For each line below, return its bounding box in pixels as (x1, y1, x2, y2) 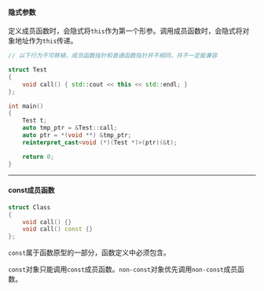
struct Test (8, 66, 47, 74)
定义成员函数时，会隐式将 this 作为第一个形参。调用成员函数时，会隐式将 (8, 26, 243, 35)
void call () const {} (22, 225, 93, 234)
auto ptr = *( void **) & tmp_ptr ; (22, 131, 132, 139)
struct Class (8, 203, 51, 212)
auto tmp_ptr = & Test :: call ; (22, 124, 118, 132)
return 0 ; (22, 153, 55, 160)
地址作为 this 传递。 (14, 36, 78, 46)
